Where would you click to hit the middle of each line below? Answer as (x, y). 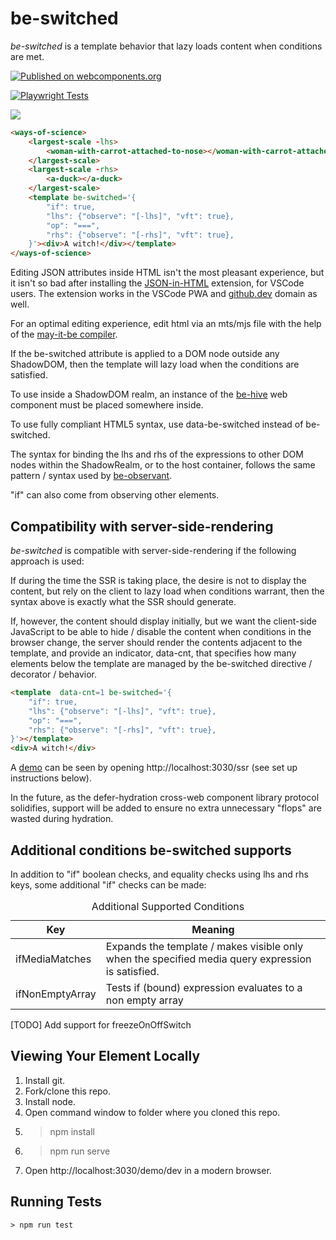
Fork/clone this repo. (68, 1091)
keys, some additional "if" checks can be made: (108, 884)
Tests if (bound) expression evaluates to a (204, 987)
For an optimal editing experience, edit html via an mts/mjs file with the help (166, 324)
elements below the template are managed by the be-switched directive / (161, 663)
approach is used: (47, 561)
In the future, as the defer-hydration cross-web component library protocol (165, 798)
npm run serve (80, 1151)
